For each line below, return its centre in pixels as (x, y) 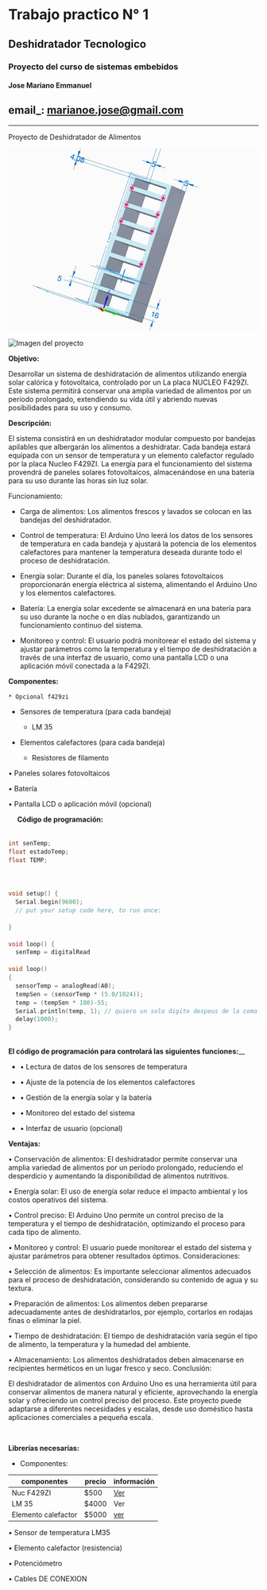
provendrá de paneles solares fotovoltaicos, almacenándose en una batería (132, 472)
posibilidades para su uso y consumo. (70, 408)
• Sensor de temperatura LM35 (60, 1532)
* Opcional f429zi (39, 697)
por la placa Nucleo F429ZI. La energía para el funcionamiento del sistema (130, 464)
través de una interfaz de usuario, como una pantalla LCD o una (124, 658)
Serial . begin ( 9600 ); (49, 902)
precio (95, 1481)
